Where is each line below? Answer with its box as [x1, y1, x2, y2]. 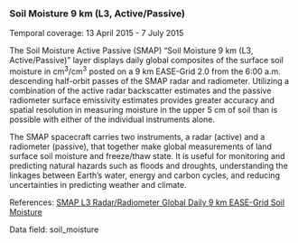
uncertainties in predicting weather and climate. [9, 179, 187, 190]
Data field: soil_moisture [9, 224, 99, 235]
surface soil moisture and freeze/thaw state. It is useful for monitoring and [9, 150, 285, 161]
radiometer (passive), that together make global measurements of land [9, 141, 273, 152]
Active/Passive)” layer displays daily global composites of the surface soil [9, 55, 284, 66]
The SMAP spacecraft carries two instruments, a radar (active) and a [9, 131, 265, 142]
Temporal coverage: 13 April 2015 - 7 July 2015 [9, 28, 184, 39]
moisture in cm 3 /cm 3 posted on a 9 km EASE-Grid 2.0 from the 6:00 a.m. [9, 64, 282, 77]
